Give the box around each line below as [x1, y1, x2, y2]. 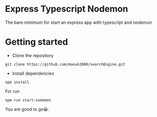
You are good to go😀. [5, 106, 50, 112]
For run [5, 88, 20, 94]
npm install [5, 80, 29, 84]
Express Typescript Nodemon [5, 3, 128, 15]
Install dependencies [12, 70, 55, 76]
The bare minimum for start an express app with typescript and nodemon [5, 19, 152, 25]
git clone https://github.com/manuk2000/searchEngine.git [5, 62, 125, 67]
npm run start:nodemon [5, 98, 51, 102]
